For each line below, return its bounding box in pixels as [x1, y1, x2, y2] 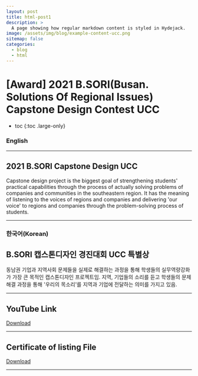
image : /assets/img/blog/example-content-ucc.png [6, 31, 131, 36]
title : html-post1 [6, 14, 51, 20]
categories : [6, 42, 35, 48]
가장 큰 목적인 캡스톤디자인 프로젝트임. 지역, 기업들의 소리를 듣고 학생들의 [12, 274, 181, 281]
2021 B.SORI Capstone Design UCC [6, 161, 138, 171]
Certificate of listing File [6, 342, 97, 352]
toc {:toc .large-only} [14, 122, 66, 129]
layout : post [6, 8, 38, 15]
